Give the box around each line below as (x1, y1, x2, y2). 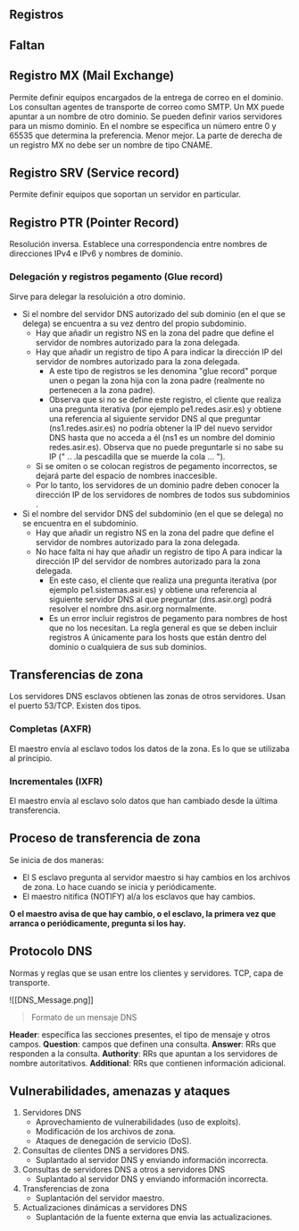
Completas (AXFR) (9, 722, 92, 735)
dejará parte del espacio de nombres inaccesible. (35, 470, 218, 481)
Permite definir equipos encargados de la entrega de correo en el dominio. (9, 91, 284, 102)
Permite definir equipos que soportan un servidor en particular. (9, 189, 241, 200)
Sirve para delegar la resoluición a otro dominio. (9, 291, 186, 302)
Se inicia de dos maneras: (9, 854, 104, 865)
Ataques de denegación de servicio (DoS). (35, 1136, 192, 1147)
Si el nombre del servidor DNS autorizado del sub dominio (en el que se (21, 308, 286, 319)
